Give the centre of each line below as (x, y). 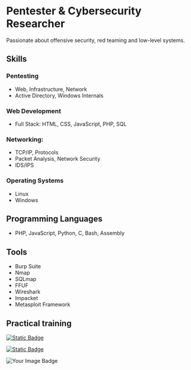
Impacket (26, 298)
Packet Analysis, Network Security (57, 159)
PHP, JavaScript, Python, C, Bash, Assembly (69, 233)
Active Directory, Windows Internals (59, 95)
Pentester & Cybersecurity (74, 11)
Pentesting (22, 76)
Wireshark (28, 292)
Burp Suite (28, 267)
